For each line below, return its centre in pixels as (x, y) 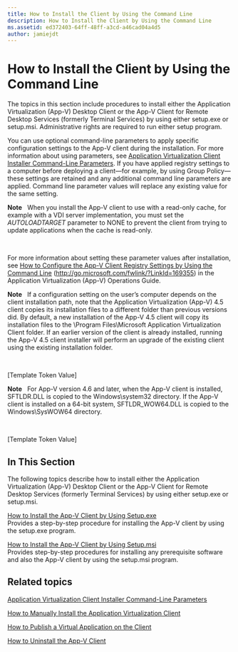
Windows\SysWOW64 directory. (55, 412)
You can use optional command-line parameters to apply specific (103, 141)
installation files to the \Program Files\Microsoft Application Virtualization (114, 325)
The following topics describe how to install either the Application (103, 479)
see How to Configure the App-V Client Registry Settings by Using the (110, 265)
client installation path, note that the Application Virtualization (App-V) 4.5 (115, 302)
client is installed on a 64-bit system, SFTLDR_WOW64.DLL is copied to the (118, 404)
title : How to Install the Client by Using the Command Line (100, 14)
